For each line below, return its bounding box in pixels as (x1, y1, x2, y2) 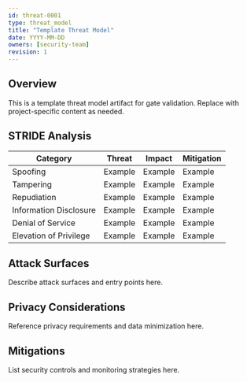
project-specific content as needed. (8, 106, 124, 116)
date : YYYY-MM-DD (8, 33, 65, 42)
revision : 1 (8, 48, 47, 56)
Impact (145, 153, 173, 164)
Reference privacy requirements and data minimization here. (8, 321, 205, 331)
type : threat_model (8, 19, 72, 27)
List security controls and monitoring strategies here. (8, 365, 180, 375)
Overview (8, 77, 57, 91)
